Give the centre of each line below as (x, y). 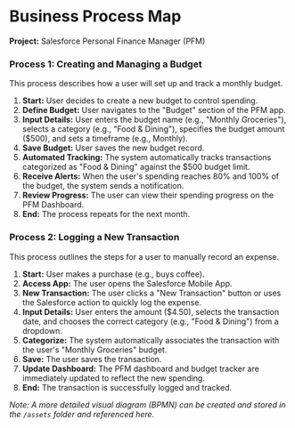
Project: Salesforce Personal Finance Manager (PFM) (107, 41)
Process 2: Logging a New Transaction (94, 238)
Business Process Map (95, 16)
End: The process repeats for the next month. (106, 214)
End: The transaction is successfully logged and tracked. (127, 387)
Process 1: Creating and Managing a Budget (106, 64)
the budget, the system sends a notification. (103, 186)
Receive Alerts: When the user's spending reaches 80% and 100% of (150, 176)
